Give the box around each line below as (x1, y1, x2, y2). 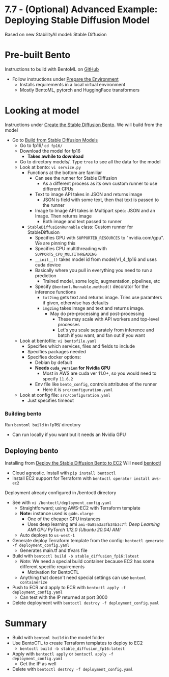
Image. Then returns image (35, 213, 92, 219)
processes (58, 321, 80, 327)
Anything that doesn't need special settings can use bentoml (19, 574, 146, 581)
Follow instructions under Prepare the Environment (12, 76, 119, 82)
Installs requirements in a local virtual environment (19, 81, 126, 87)
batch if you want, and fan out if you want (58, 332, 146, 338)
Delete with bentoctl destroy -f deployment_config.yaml (12, 666, 133, 672)
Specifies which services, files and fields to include (27, 343, 135, 349)
